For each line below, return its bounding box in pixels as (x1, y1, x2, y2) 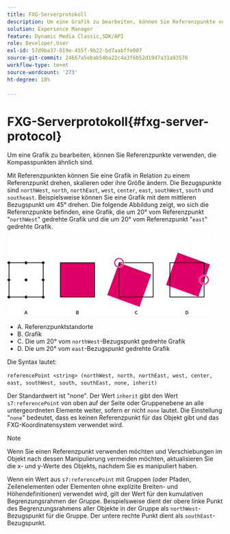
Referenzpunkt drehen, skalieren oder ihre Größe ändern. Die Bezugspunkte (7, 179, 222, 187)
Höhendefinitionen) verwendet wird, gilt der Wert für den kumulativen (7, 490, 203, 498)
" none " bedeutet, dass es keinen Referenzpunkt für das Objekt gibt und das (7, 413, 219, 422)
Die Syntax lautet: (7, 358, 57, 366)
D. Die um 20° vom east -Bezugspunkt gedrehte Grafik (16, 345, 170, 353)
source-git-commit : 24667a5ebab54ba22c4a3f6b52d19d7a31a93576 (7, 55, 188, 62)
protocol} (7, 128, 62, 144)
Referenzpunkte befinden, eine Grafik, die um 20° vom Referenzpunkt (7, 208, 204, 216)
